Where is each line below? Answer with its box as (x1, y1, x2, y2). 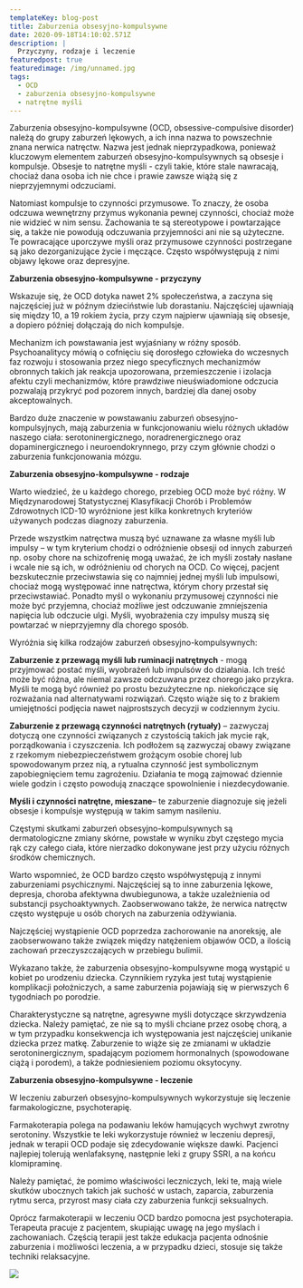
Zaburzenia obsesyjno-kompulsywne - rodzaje (9, 469, 190, 480)
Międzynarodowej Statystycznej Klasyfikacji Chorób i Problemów (9, 496, 252, 507)
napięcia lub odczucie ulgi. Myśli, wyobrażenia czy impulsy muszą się (9, 610, 270, 621)
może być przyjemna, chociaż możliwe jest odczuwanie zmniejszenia (9, 600, 269, 611)
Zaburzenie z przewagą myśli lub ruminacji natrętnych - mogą (9, 655, 248, 666)
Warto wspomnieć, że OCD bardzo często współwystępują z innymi (9, 870, 261, 881)
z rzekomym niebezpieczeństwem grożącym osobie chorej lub (9, 749, 242, 760)
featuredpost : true (9, 55, 83, 64)
